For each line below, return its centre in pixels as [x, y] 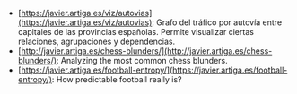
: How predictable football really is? [117, 79]
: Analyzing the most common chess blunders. [142, 60]
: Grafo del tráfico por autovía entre [217, 22]
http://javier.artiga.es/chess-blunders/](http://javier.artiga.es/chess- [147, 51]
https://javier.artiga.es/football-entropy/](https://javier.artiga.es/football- [154, 70]
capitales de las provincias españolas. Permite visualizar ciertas [135, 32]
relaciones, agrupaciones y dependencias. [96, 41]
